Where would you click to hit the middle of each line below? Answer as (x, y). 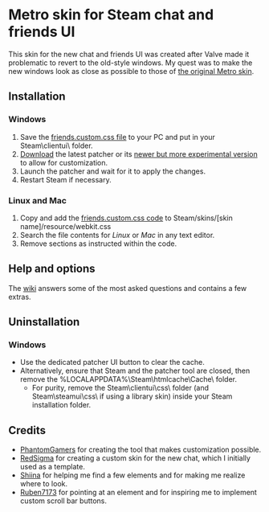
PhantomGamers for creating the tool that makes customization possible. (141, 450)
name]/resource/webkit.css (65, 226)
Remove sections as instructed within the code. (98, 244)
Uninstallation (44, 322)
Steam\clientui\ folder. (57, 145)
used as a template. (53, 467)
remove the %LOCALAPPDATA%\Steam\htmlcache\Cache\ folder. (128, 379)
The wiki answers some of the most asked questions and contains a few (128, 288)
